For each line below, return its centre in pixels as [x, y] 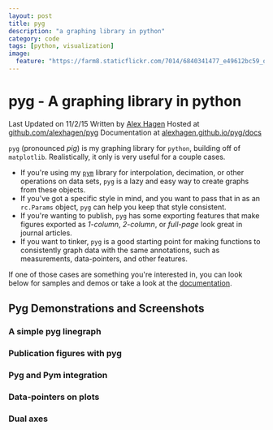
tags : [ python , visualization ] [61, 46]
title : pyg [27, 24]
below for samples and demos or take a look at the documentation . [121, 283]
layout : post [30, 16]
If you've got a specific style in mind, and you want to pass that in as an [140, 198]
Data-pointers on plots [54, 397]
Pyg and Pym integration [58, 375]
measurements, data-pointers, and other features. [104, 258]
